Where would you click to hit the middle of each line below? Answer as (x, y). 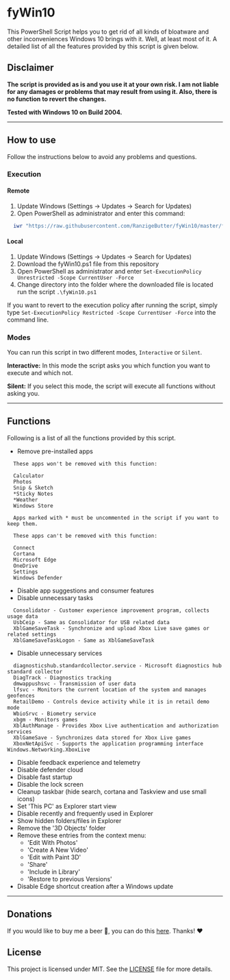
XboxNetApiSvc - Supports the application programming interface (108, 743)
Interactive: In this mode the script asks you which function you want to (109, 366)
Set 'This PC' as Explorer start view (67, 806)
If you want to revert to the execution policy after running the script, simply (112, 305)
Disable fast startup (45, 777)
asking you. (23, 394)
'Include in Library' (54, 872)
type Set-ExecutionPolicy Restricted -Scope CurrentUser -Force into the (112, 312)
